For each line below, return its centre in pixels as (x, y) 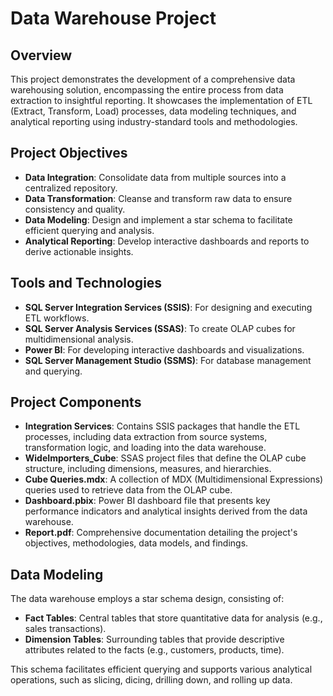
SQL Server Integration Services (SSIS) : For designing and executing (168, 307)
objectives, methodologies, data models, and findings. (136, 543)
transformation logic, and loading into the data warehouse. (145, 448)
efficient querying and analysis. (89, 230)
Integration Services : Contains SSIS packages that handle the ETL (162, 426)
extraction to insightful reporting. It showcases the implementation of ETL (161, 100)
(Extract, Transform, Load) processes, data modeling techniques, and (153, 111)
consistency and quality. (75, 209)
